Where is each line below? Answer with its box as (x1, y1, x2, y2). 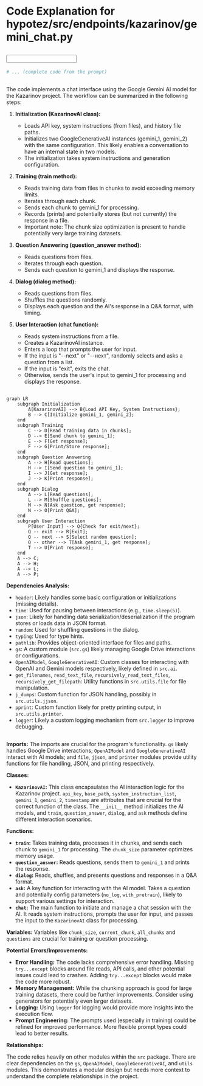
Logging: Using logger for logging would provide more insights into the (15, 1004, 194, 1011)
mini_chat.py (6, 30, 74, 44)
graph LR (6, 395, 29, 402)
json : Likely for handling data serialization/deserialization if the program (15, 613, 195, 620)
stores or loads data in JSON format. (15, 619, 107, 627)
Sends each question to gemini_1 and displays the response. (24, 266, 175, 274)
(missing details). (15, 600, 59, 607)
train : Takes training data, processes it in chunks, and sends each (15, 839, 182, 846)
